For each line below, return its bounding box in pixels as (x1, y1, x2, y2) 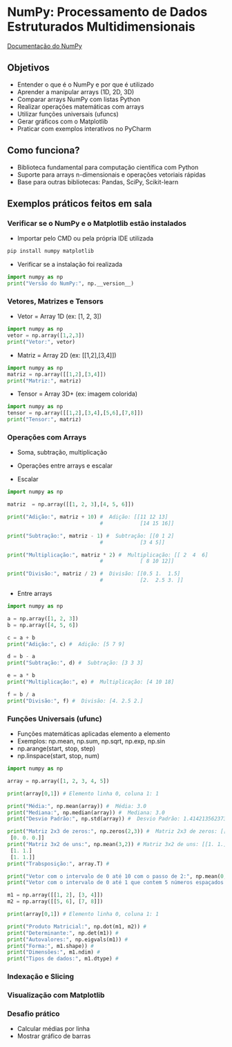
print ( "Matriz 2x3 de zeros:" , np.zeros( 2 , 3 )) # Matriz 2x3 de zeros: (7, 828, 217, 835)
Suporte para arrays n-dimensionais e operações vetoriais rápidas (17, 170, 206, 179)
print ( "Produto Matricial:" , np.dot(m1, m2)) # (7, 923, 147, 930)
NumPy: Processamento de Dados (7, 4, 208, 20)
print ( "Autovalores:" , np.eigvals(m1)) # (7, 936, 128, 943)
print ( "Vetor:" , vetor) (7, 338, 76, 345)
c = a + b (7, 634, 36, 641)
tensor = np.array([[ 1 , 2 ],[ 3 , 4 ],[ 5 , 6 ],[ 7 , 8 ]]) (7, 410, 144, 416)
